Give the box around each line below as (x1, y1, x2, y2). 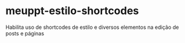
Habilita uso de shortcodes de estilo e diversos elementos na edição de (5, 24, 179, 31)
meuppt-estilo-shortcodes (5, 4, 139, 18)
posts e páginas (5, 29, 45, 37)
